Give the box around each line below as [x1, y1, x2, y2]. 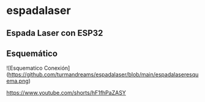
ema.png [6, 77, 29, 85]
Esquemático [6, 48, 58, 58]
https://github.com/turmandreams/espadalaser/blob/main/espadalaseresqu [8, 71, 199, 78]
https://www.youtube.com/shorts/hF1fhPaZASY [6, 89, 127, 97]
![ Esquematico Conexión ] [6, 64, 70, 72]
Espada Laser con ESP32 [6, 28, 103, 38]
